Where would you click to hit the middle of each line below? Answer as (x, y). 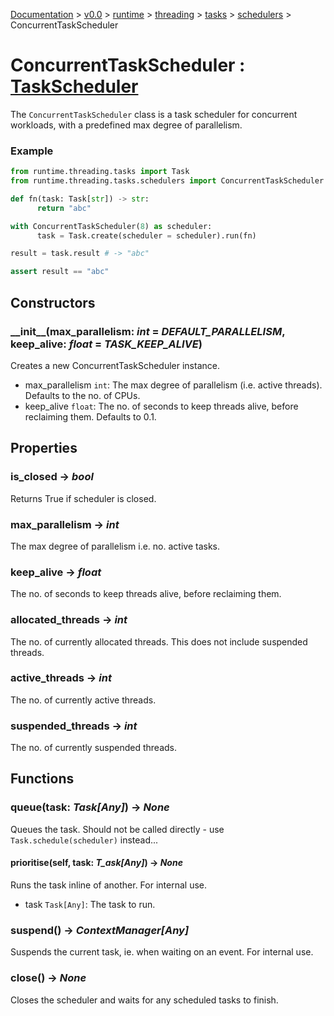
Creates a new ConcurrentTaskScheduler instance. (115, 365)
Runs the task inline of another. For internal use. (109, 885)
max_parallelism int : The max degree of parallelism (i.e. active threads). (173, 385)
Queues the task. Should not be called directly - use (117, 829)
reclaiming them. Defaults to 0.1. (90, 416)
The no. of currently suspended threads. (94, 748)
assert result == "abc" (60, 272)
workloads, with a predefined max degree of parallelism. (126, 125)
